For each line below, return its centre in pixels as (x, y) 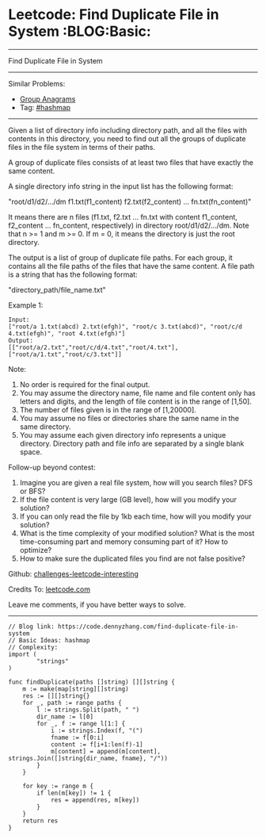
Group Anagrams (47, 99)
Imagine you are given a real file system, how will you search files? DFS (136, 482)
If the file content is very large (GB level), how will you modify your (128, 499)
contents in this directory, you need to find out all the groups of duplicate (127, 138)
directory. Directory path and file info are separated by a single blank (132, 443)
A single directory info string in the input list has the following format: (121, 186)
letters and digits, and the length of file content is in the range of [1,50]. (135, 401)
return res (40, 821)
